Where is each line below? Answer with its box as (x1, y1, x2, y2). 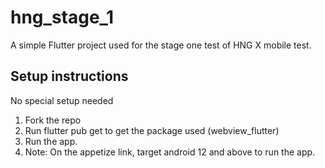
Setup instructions (10, 68, 129, 85)
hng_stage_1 (10, 6, 114, 29)
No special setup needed (10, 94, 114, 106)
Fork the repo (24, 114, 82, 126)
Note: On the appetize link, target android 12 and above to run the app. (24, 146, 316, 158)
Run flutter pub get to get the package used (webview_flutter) (24, 124, 280, 136)
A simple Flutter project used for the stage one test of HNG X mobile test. (10, 39, 312, 51)
